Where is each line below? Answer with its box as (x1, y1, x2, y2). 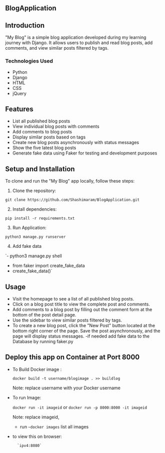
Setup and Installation (5, 165, 75, 173)
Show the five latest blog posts (12, 145, 76, 151)
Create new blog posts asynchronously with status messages (12, 139, 139, 145)
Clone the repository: (12, 188, 56, 194)
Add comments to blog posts (12, 129, 72, 135)
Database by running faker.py (12, 338, 73, 344)
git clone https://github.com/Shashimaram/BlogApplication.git (5, 198, 140, 203)
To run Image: (12, 394, 41, 400)
